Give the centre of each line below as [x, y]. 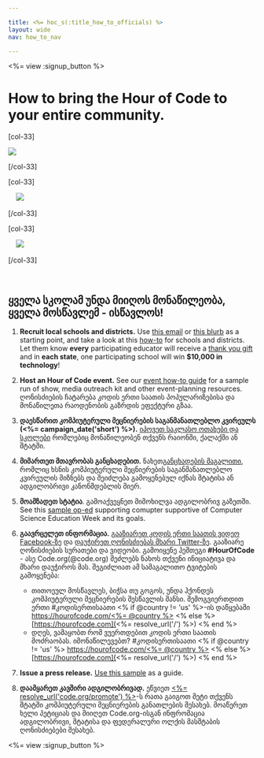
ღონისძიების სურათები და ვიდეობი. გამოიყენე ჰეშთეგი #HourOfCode [137, 550]
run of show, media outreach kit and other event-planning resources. [131, 389]
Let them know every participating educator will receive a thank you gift [136, 348]
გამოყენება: [40, 575]
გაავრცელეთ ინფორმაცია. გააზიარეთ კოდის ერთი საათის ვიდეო [129, 533]
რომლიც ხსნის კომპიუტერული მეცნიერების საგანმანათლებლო [126, 470]
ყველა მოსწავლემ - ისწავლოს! [86, 312]
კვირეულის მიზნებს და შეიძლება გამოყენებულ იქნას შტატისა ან [126, 478]
